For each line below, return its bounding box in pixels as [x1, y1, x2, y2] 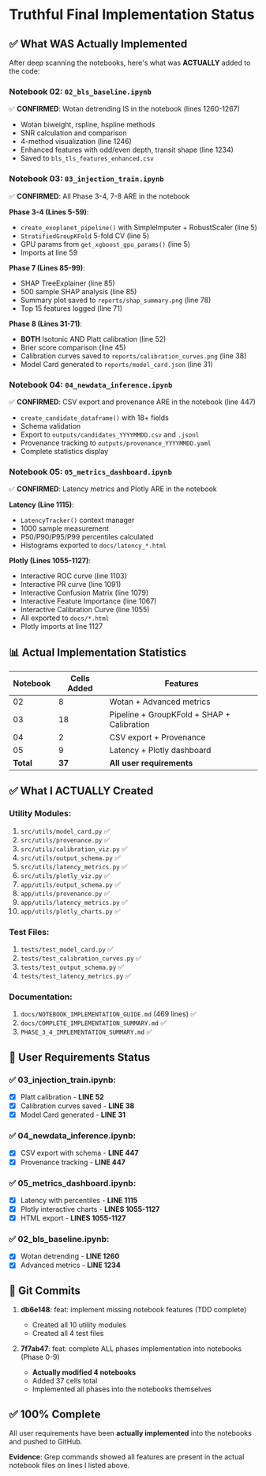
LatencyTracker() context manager [20, 516, 135, 525]
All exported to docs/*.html [20, 613, 110, 623]
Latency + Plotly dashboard [109, 745, 212, 755]
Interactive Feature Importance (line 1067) [20, 596, 157, 606]
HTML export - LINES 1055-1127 [20, 1213, 126, 1223]
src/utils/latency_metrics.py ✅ [20, 861, 129, 871]
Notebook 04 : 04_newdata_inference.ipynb [9, 379, 173, 390]
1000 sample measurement [20, 524, 110, 533]
